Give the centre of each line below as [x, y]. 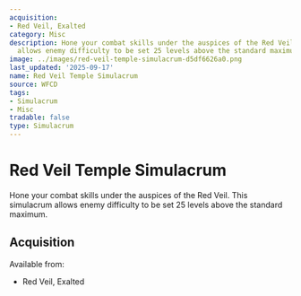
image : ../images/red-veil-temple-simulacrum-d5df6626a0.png [126, 59]
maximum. [28, 214]
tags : [19, 92]
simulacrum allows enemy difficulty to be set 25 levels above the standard [146, 205]
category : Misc [38, 34]
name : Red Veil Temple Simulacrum [74, 76]
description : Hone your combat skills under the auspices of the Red [142, 43]
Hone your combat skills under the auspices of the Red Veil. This [129, 195]
